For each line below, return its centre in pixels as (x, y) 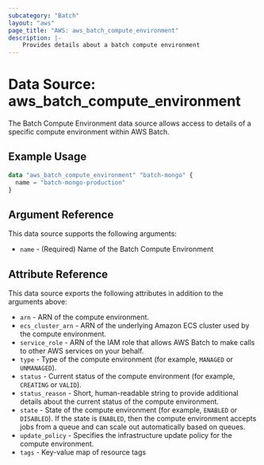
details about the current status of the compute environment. (119, 401)
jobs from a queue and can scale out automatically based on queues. (132, 427)
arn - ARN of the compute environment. (84, 317)
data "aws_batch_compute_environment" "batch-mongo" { (101, 175)
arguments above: (38, 302)
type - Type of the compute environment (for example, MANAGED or (126, 359)
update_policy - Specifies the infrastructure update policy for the (126, 436)
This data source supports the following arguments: (92, 234)
